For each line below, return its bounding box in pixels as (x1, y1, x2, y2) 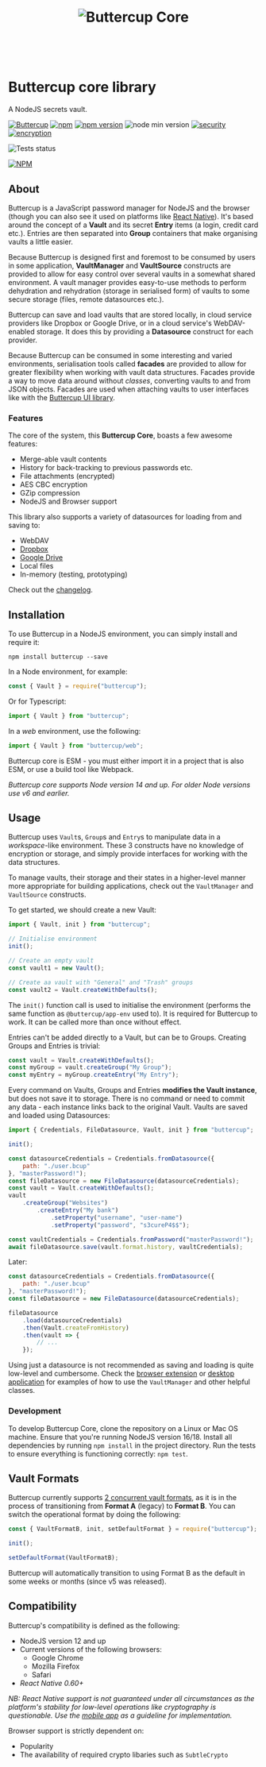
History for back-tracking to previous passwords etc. (19, 463, 193, 473)
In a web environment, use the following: (8, 726, 141, 735)
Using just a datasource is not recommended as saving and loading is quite (8, 1360, 254, 1370)
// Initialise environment (8, 935, 98, 943)
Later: (8, 1257, 28, 1267)
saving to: (8, 520, 40, 530)
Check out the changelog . (8, 585, 94, 595)
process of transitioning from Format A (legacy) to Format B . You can (8, 1501, 236, 1511)
